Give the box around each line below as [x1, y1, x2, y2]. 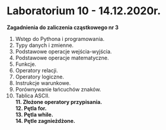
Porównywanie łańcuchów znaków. [15, 85, 101, 93]
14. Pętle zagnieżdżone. [15, 117, 76, 124]
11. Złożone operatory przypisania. [15, 98, 103, 105]
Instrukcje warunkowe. [15, 79, 71, 87]
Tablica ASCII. [15, 92, 50, 99]
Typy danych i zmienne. [15, 42, 74, 49]
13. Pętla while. [15, 111, 54, 118]
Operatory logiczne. [15, 73, 65, 80]
